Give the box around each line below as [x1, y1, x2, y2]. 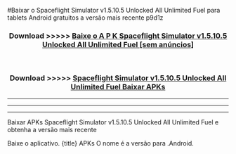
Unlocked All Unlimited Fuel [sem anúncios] [41, 39, 195, 49]
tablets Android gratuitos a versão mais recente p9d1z [7, 13, 164, 22]
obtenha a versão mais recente [7, 125, 97, 134]
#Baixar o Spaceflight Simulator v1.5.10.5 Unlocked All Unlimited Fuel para [7, 6, 221, 14]
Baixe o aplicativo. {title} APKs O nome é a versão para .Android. [7, 139, 195, 147]
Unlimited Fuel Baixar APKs [70, 82, 166, 92]
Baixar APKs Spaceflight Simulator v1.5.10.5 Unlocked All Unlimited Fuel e [7, 117, 219, 126]
